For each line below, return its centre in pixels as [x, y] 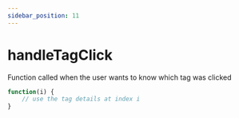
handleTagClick [60, 55]
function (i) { [31, 92]
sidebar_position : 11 [44, 16]
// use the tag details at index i [81, 99]
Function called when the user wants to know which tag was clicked [119, 77]
